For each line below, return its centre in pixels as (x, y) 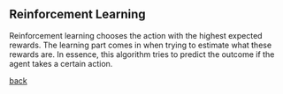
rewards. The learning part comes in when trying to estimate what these (141, 45)
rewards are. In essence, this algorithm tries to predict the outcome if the (142, 54)
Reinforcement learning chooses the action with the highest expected (136, 35)
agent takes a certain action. (61, 63)
